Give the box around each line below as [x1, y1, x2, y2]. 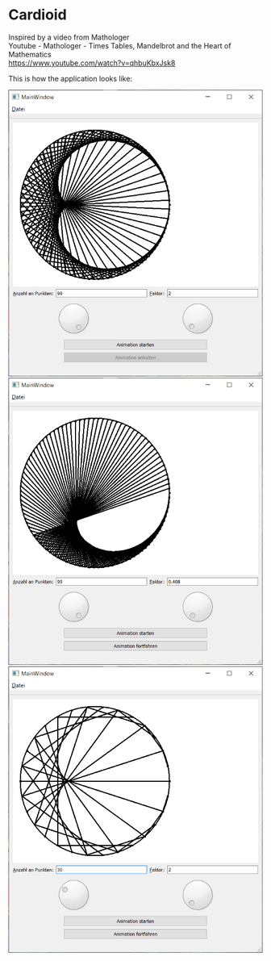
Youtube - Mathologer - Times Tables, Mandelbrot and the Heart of [8, 40, 231, 50]
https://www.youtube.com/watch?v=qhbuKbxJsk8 [8, 58, 176, 68]
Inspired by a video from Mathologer [8, 32, 130, 42]
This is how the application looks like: [8, 73, 133, 83]
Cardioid [8, 6, 67, 24]
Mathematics [8, 49, 52, 59]
